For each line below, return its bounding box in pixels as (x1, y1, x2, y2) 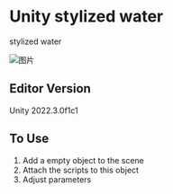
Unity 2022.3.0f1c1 (9, 105, 78, 116)
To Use (9, 131, 50, 146)
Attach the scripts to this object (22, 164, 140, 175)
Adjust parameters (22, 173, 92, 185)
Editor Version (9, 81, 92, 96)
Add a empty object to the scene (22, 154, 144, 165)
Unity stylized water (9, 6, 164, 27)
